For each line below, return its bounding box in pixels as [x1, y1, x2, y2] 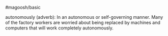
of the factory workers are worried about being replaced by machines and [5, 20, 160, 25]
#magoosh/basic [5, 5, 41, 10]
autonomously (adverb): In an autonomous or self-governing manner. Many [5, 14, 163, 20]
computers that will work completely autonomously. [5, 25, 114, 31]
